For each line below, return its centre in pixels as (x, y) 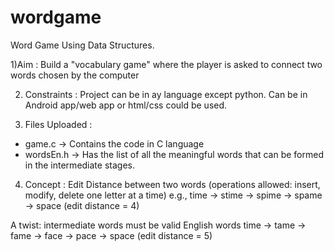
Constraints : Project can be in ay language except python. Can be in (166, 94)
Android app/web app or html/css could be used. (126, 105)
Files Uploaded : (58, 124)
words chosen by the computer (75, 75)
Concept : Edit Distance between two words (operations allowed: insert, (172, 184)
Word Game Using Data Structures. (82, 45)
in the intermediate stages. (79, 165)
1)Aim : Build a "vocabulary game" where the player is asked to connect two (166, 64)
